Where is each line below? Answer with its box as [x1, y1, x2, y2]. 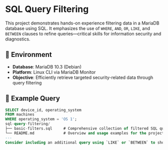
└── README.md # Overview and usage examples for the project [5, 130, 164, 135]
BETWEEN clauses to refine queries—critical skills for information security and [5, 30, 161, 36]
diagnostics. [5, 36, 30, 42]
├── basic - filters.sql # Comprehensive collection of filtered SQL [5, 126, 157, 131]
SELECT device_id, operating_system [5, 107, 81, 112]
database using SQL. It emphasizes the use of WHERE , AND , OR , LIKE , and [5, 25, 150, 31]
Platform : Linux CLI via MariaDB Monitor [12, 69, 96, 75]
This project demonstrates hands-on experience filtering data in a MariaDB [5, 20, 159, 26]
